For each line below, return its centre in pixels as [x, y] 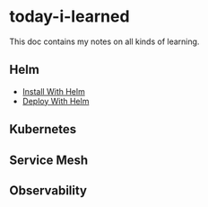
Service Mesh [49, 160]
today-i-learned [69, 17]
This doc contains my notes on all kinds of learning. [104, 41]
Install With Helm [53, 91]
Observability [48, 190]
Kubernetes [43, 129]
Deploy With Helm [56, 101]
